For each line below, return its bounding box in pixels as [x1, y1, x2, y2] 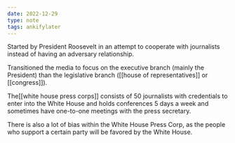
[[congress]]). [7, 79, 48, 87]
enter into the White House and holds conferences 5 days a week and [7, 100, 209, 108]
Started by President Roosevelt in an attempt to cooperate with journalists [7, 43, 220, 51]
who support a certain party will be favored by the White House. [7, 128, 193, 137]
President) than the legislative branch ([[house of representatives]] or [7, 71, 208, 79]
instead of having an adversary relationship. [7, 50, 135, 58]
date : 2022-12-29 [7, 10, 58, 18]
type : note [7, 17, 39, 24]
